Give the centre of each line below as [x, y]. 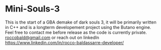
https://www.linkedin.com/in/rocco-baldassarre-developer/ [65, 42]
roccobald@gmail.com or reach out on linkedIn [52, 37]
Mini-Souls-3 [32, 9]
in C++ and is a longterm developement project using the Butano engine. [78, 27]
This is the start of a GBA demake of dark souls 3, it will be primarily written [81, 22]
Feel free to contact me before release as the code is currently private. [76, 32]
